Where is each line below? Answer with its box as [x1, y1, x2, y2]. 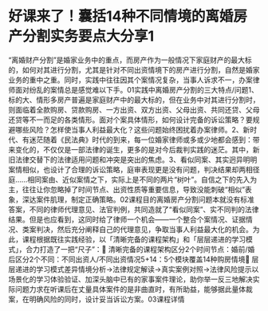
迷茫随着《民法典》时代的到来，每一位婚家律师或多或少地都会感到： [29, 135, 253, 144]
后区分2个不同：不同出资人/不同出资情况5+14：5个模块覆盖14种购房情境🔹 [8, 254, 250, 264]
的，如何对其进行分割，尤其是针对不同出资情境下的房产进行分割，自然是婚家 [8, 65, 260, 74]
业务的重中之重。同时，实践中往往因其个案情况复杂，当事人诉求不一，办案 [8, 75, 253, 85]
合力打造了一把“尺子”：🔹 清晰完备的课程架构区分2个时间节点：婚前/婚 [25, 244, 255, 254]
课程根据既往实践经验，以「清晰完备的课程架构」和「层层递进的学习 [22, 234, 246, 244]
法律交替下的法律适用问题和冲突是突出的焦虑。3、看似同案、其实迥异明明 [14, 155, 258, 164]
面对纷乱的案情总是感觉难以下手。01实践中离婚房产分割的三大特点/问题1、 [14, 85, 259, 94]
